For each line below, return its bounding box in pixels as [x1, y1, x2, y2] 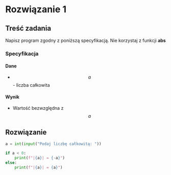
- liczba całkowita [12, 82, 50, 88]
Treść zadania [5, 24, 52, 33]
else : [5, 160, 17, 165]
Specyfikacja [5, 50, 39, 57]
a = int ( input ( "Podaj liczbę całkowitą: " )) [5, 141, 102, 146]
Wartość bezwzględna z [12, 105, 64, 111]
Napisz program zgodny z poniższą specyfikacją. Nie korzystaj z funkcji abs [5, 37, 166, 43]
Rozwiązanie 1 [5, 4, 67, 15]
